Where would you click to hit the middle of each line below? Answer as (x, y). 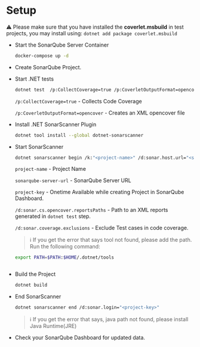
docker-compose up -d (41, 56)
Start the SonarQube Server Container (62, 45)
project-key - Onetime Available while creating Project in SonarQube (99, 192)
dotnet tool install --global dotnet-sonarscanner (79, 135)
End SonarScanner (38, 297)
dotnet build (31, 285)
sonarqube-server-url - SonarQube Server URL (73, 180)
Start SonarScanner (39, 146)
